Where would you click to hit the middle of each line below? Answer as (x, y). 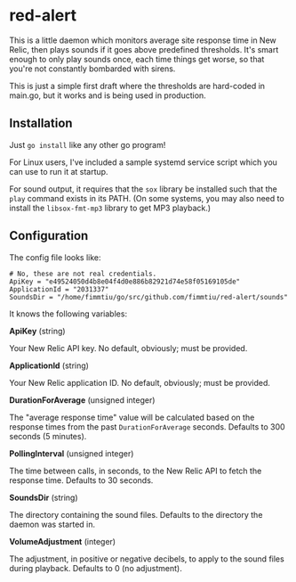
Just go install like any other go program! (88, 144)
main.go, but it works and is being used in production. (108, 95)
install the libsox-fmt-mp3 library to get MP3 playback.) (110, 208)
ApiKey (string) (37, 331)
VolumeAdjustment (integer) (63, 541)
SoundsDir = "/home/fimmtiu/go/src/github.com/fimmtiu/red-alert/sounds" (149, 297)
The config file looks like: (55, 257)
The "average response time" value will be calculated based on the (132, 417)
